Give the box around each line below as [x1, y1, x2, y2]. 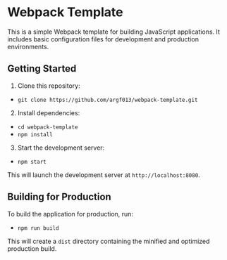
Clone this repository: [17, 82, 80, 90]
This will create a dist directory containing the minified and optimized [7, 237, 210, 245]
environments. [7, 42, 49, 51]
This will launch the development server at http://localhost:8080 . [7, 170, 201, 179]
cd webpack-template [17, 124, 78, 131]
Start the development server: [17, 143, 105, 152]
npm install [17, 131, 53, 138]
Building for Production [7, 191, 111, 203]
